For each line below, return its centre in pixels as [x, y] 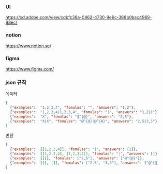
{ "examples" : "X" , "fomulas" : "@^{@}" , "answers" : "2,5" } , [72, 117]
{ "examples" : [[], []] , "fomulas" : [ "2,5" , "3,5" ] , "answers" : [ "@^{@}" [86, 163]
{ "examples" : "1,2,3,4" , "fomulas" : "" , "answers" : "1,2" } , [73, 108]
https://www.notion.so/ [29, 46]
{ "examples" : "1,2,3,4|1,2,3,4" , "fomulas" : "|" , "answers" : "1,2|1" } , [85, 112]
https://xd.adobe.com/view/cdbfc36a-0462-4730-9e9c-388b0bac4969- [79, 17]
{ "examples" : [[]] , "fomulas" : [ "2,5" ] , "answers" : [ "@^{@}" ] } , [77, 158]
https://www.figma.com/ [30, 69]
